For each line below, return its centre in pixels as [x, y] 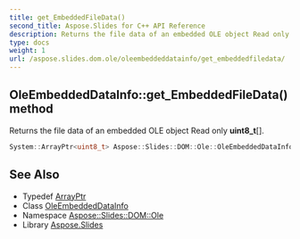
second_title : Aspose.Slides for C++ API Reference [107, 26]
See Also [34, 175]
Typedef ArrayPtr [54, 196]
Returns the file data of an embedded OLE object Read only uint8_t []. [137, 130]
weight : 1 [28, 51]
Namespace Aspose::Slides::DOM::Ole [93, 215]
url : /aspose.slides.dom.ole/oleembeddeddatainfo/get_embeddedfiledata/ [147, 59]
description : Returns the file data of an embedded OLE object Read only [150, 34]
